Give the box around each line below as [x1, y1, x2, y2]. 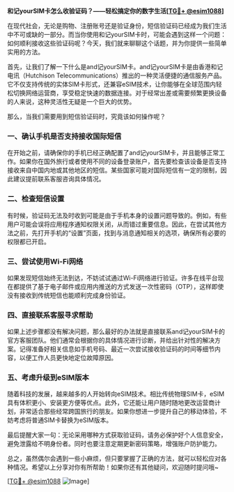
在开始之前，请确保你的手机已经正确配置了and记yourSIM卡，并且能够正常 [7, 149, 219, 157]
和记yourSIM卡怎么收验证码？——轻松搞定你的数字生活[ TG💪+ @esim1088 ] [7, 7, 224, 15]
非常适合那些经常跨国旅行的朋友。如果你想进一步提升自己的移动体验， [19, 408, 221, 416]
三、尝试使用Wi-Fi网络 [7, 256, 84, 266]
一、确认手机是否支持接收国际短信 [7, 131, 122, 141]
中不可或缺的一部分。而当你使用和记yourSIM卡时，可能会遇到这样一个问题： [7, 31, 226, 38]
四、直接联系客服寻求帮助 [7, 310, 93, 320]
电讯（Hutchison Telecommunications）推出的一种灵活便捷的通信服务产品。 [7, 71, 226, 80]
